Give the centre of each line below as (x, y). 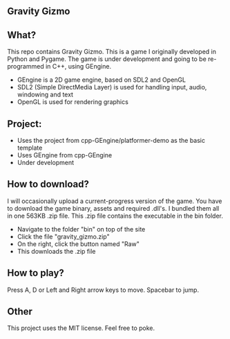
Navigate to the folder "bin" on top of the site (81, 229)
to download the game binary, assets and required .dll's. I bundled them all (113, 208)
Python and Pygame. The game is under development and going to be (107, 59)
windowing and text (45, 95)
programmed (26, 67)
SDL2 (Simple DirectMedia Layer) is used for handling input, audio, (112, 87)
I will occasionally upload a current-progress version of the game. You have (115, 201)
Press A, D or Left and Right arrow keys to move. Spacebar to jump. (103, 290)
